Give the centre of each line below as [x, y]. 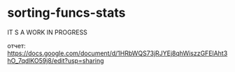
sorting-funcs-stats [66, 13]
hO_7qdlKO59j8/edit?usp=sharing [56, 60]
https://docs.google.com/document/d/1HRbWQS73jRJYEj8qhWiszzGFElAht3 [117, 53]
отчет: [16, 45]
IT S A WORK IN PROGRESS [47, 32]
